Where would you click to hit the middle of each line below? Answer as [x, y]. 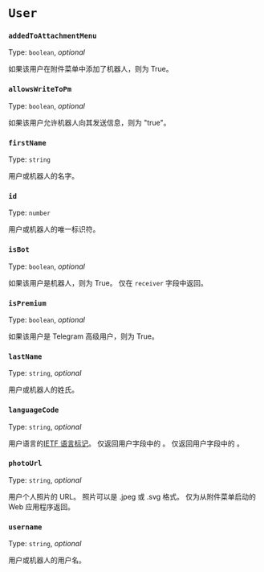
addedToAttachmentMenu [53, 36]
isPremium [27, 303]
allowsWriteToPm [40, 89]
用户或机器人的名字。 [43, 176]
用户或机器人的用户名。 [47, 560]
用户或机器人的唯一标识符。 [54, 229]
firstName [27, 143]
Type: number [29, 213]
